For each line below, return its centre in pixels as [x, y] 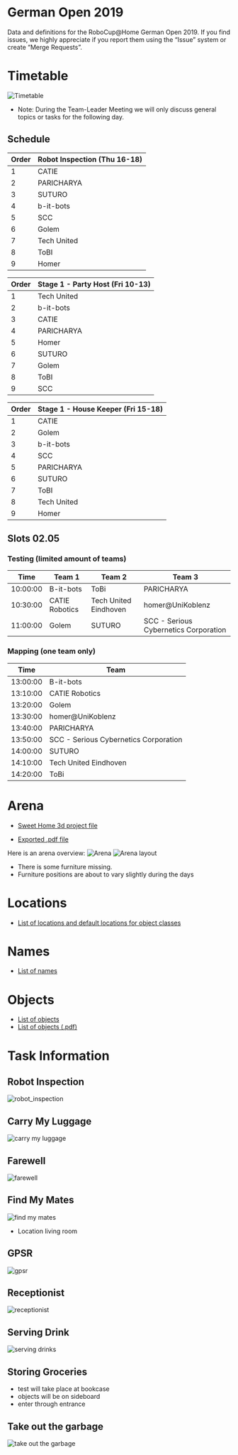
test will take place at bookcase [63, 1389]
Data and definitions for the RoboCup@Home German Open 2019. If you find [119, 32]
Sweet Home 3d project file [57, 825]
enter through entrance [51, 1404]
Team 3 [185, 577]
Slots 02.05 [34, 538]
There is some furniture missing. [65, 866]
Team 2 [114, 577]
